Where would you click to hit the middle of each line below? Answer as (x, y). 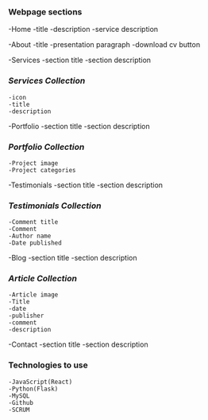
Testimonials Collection (55, 206)
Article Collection (43, 279)
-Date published (35, 243)
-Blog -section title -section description (73, 258)
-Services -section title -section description (80, 60)
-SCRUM (19, 410)
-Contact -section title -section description (78, 344)
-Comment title (33, 222)
